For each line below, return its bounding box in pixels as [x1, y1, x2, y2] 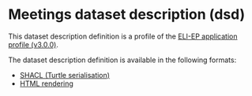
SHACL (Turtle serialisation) [19, 70, 111, 79]
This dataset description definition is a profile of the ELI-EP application [8, 31, 238, 41]
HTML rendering [19, 79, 73, 88]
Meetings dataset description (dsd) [8, 6, 246, 24]
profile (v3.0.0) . [8, 39, 59, 49]
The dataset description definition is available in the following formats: [8, 55, 237, 65]
